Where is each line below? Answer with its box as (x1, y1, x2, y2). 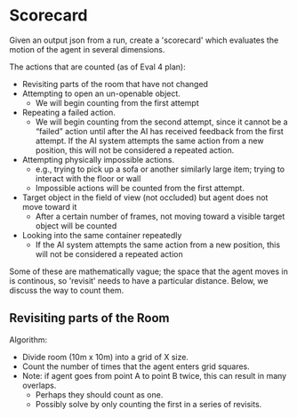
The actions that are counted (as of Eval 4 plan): (9, 61, 186, 72)
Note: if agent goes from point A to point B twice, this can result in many (21, 370, 287, 381)
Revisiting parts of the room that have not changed (21, 78, 209, 89)
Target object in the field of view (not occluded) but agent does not (21, 192, 269, 203)
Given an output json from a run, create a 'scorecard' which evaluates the (9, 35, 279, 45)
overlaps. (21, 380, 57, 390)
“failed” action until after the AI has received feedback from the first (35, 125, 285, 136)
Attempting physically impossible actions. (21, 154, 175, 165)
